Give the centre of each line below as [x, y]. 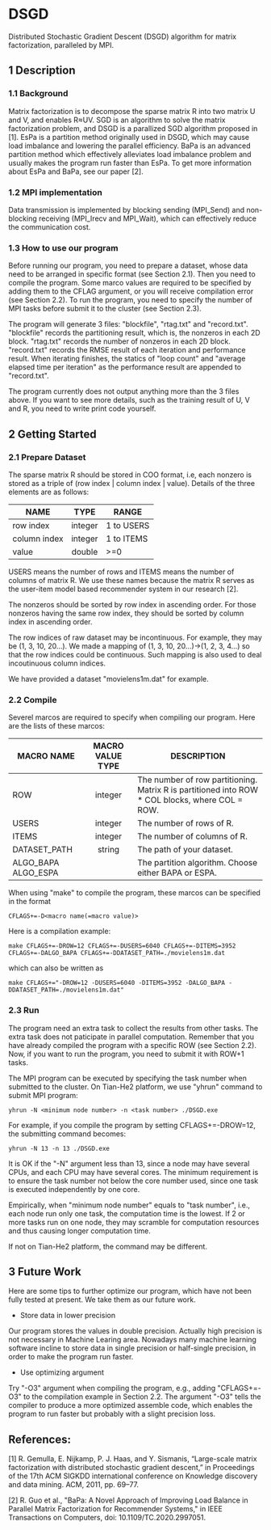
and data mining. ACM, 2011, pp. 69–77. [74, 1485]
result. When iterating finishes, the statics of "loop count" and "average [127, 359]
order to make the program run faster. [71, 1357]
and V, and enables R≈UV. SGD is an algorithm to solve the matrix [117, 120]
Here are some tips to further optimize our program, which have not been [130, 1291]
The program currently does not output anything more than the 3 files [124, 391]
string [108, 850]
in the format [29, 902]
